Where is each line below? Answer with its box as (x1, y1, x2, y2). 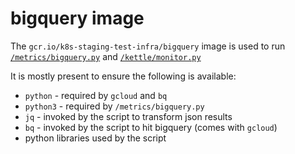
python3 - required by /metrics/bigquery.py (24, 100, 205, 112)
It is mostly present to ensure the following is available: (10, 70, 237, 82)
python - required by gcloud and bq (24, 89, 168, 101)
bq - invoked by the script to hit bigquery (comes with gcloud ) (24, 121, 278, 133)
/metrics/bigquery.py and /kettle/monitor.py (10, 50, 202, 62)
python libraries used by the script (24, 132, 167, 144)
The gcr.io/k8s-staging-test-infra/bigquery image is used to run (10, 40, 286, 52)
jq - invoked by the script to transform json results (24, 110, 233, 122)
